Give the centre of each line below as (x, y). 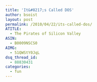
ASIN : (11, 39)
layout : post (19, 19)
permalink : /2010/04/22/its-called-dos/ (49, 24)
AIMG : (11, 48)
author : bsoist (21, 15)
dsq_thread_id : (21, 57)
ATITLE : (14, 29)
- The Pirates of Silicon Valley (45, 34)
